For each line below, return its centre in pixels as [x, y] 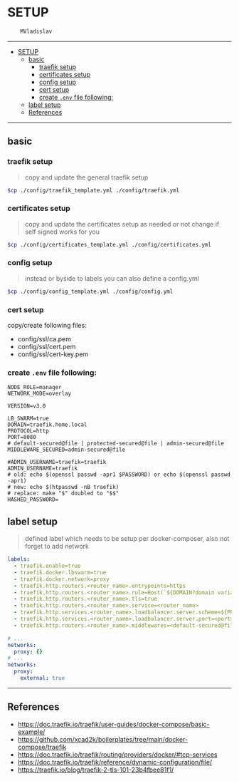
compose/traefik [42, 747]
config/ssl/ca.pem [44, 339]
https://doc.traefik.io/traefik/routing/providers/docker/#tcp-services [118, 754]
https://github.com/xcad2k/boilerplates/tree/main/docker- [103, 739]
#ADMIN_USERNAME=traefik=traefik [57, 462]
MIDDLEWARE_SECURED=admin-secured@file [67, 450]
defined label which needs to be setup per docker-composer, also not [127, 539]
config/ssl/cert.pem [47, 347]
